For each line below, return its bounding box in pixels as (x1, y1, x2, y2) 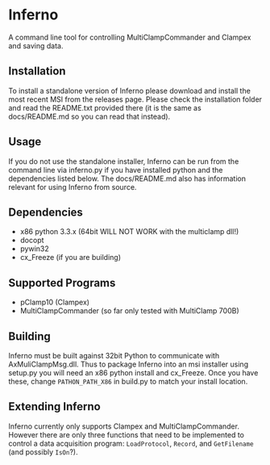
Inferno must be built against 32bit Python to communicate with (8, 351, 220, 360)
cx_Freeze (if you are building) (19, 253, 121, 262)
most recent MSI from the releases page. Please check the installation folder (8, 94, 263, 104)
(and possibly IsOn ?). (8, 446, 78, 457)
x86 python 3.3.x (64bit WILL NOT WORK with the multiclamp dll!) (19, 227, 239, 237)
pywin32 (19, 244, 50, 253)
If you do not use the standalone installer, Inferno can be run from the (8, 156, 239, 166)
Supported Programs (8, 276, 116, 290)
